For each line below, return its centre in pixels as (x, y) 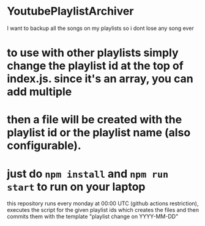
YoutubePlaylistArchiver (70, 11)
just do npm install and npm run (88, 174)
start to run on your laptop (76, 187)
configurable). (44, 146)
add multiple (39, 92)
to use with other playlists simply (93, 53)
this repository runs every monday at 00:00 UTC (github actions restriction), (103, 203)
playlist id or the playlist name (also (99, 133)
